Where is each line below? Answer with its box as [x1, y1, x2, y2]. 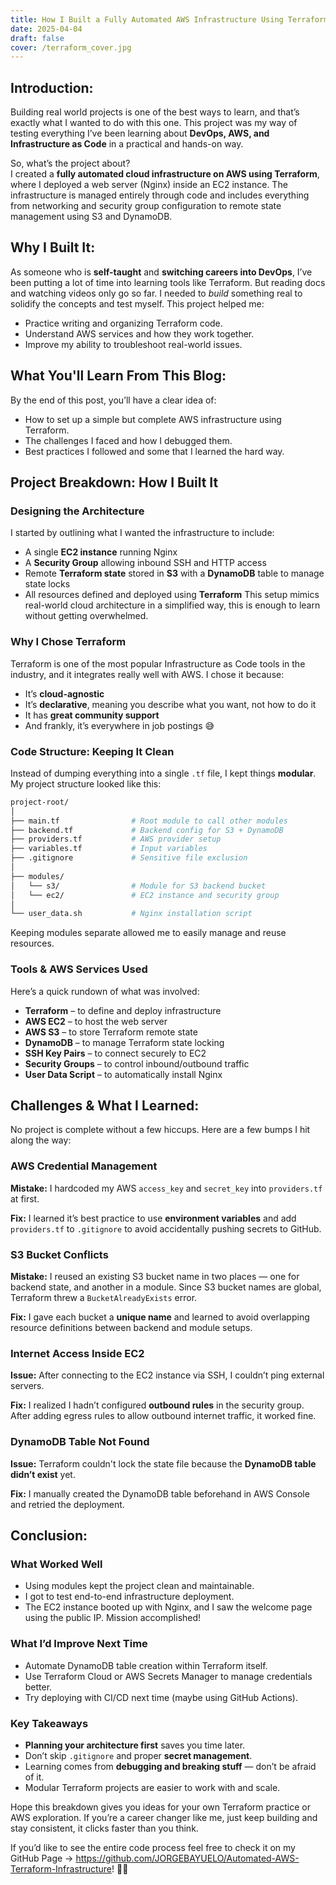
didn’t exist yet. [10, 1468, 76, 1480]
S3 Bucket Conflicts [10, 1247, 109, 1261]
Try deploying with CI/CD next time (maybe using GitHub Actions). [24, 1691, 298, 1703]
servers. [10, 1380, 45, 1392]
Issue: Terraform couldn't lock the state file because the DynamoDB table [10, 1457, 317, 1470]
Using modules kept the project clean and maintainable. [24, 1580, 255, 1592]
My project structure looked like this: [10, 777, 162, 790]
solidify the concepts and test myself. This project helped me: [10, 297, 265, 310]
